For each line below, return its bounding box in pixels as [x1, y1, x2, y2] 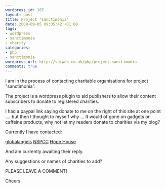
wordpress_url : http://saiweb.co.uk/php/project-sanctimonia [5, 59, 137, 64]
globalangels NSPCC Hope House [5, 139, 76, 145]
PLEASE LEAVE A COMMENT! [5, 168, 67, 174]
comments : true [5, 64, 37, 69]
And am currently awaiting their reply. [5, 148, 84, 155]
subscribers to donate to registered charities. [5, 98, 100, 104]
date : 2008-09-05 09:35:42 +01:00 [5, 21, 78, 27]
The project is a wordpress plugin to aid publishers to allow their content [5, 93, 156, 99]
